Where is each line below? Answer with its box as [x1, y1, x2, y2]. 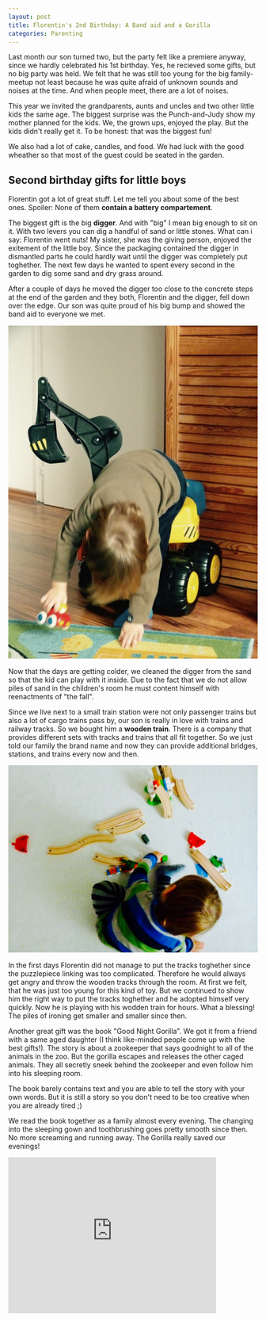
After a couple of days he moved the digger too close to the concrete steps [8, 284, 253, 293]
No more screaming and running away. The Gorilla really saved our [8, 1132, 226, 1142]
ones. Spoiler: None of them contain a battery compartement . [8, 203, 213, 213]
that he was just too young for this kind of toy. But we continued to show [8, 986, 245, 995]
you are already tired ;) [8, 1101, 83, 1110]
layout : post [8, 13, 51, 21]
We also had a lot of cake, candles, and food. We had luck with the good [8, 142, 245, 151]
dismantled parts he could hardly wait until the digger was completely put [8, 252, 248, 262]
